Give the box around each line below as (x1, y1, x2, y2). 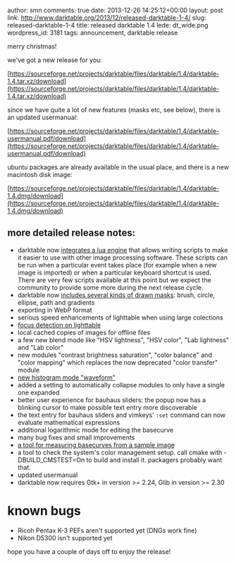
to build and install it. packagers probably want (86, 455, 223, 464)
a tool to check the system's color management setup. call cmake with (17, 448, 223, 456)
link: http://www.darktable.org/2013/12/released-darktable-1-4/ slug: (7, 13, 206, 22)
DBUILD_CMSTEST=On (17, 455, 85, 464)
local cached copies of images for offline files (17, 328, 151, 337)
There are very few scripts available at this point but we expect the (17, 275, 211, 284)
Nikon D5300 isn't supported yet (17, 533, 113, 542)
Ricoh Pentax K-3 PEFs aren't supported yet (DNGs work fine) (17, 526, 197, 535)
